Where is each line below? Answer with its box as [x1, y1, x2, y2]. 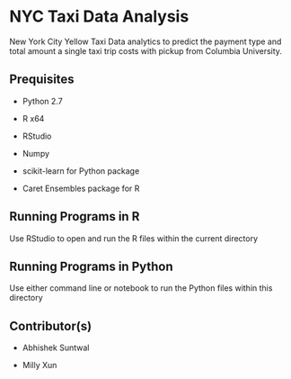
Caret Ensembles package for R [22, 183, 140, 194]
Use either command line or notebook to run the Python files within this [9, 283, 273, 293]
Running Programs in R [9, 209, 140, 224]
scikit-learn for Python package [22, 165, 140, 176]
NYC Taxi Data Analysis [9, 6, 190, 27]
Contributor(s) [9, 318, 93, 334]
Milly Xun [22, 360, 57, 371]
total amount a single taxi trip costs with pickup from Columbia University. [9, 45, 283, 56]
